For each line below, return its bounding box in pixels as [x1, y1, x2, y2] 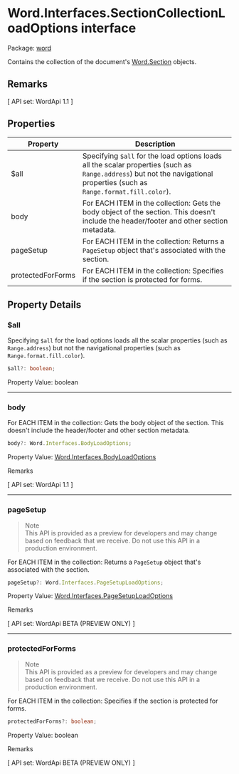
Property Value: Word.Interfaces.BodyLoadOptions [7, 453, 156, 461]
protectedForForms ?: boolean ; [7, 718, 97, 725]
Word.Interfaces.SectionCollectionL [7, 5, 225, 21]
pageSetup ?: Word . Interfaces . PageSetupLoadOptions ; [7, 579, 164, 586]
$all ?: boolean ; [7, 365, 55, 372]
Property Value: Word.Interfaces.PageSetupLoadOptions [7, 592, 173, 600]
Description [134, 139, 176, 149]
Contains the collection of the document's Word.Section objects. [7, 57, 197, 66]
